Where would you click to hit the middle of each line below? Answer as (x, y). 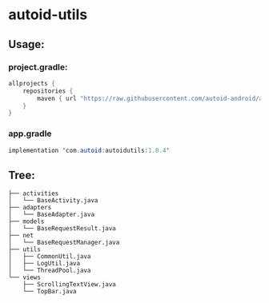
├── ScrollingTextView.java (69, 285)
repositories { (48, 91)
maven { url (57, 98)
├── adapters (30, 208)
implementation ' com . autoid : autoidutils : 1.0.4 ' (89, 150)
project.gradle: (38, 67)
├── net (21, 236)
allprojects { (32, 83)
